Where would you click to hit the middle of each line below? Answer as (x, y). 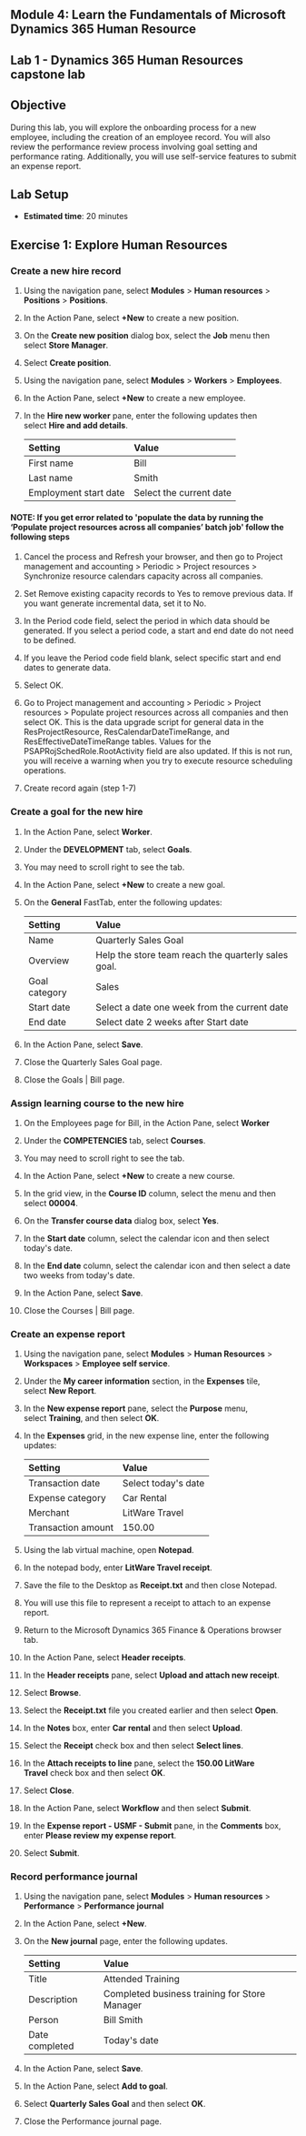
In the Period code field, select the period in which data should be (147, 621)
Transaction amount (71, 1527)
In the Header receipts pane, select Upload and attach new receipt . (151, 1675)
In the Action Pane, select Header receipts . (104, 1657)
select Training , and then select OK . (91, 1418)
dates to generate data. (67, 668)
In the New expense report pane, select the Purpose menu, (136, 1408)
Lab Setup (39, 194)
